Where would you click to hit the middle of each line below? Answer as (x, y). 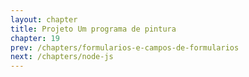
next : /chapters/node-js (62, 57)
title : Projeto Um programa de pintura (93, 29)
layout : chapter (44, 19)
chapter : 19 (35, 38)
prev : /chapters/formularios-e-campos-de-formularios (125, 47)
